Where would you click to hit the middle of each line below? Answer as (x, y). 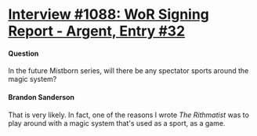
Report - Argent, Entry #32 (97, 31)
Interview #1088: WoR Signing (109, 15)
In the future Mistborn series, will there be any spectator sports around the (128, 71)
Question (24, 53)
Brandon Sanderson (42, 97)
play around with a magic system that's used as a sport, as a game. (117, 123)
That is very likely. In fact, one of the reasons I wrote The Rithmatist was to (128, 115)
